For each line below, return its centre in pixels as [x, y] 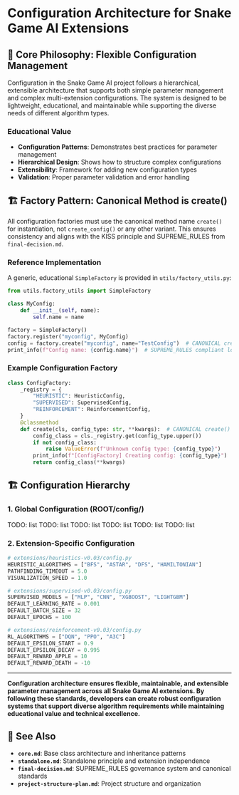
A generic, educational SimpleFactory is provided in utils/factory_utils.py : [119, 278]
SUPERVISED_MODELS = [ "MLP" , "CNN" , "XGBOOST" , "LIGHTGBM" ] [99, 597]
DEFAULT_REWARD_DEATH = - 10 [49, 663]
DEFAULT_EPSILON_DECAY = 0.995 [54, 650]
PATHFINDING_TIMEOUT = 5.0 [47, 571]
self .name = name [58, 317]
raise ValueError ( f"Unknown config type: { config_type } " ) [133, 449]
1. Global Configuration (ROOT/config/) [76, 509]
